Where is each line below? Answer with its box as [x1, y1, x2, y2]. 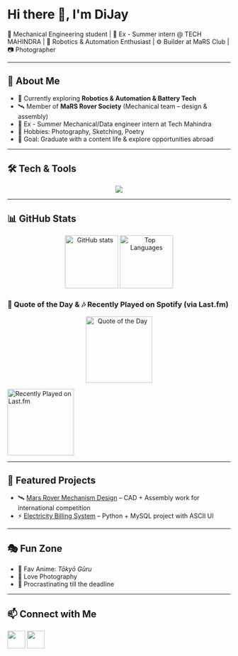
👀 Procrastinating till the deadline [17, 580, 115, 589]
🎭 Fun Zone [7, 542, 62, 555]
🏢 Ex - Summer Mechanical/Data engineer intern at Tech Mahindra [17, 120, 212, 128]
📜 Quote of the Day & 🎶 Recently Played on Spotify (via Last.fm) [7, 300, 229, 310]
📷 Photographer [7, 45, 56, 54]
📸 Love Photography [17, 572, 78, 581]
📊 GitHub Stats [7, 213, 76, 225]
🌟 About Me [7, 75, 60, 87]
